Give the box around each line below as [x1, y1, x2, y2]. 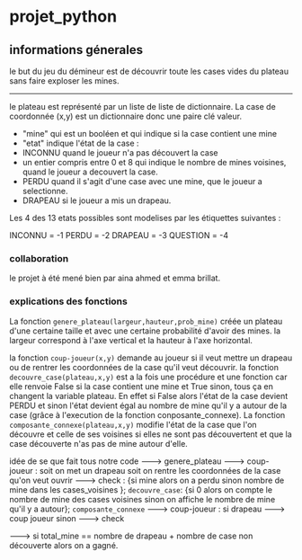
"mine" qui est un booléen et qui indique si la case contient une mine [22, 129, 277, 138]
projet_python [9, 6, 118, 27]
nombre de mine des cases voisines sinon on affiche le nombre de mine [9, 493, 276, 504]
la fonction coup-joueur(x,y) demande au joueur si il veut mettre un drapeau [9, 352, 293, 363]
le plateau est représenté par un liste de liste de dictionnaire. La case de [9, 102, 276, 111]
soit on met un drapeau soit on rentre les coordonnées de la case [39, 465, 281, 476]
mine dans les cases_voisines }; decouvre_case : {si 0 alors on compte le [9, 484, 272, 495]
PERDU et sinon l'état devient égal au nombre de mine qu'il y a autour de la [9, 400, 288, 411]
